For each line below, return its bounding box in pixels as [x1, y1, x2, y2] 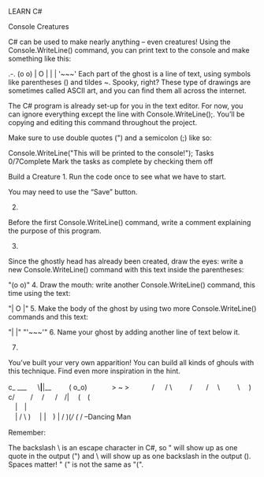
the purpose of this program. [8, 226, 102, 235]
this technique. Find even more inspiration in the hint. [8, 366, 181, 375]
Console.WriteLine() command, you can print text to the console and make [8, 46, 250, 54]
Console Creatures [8, 22, 69, 31]
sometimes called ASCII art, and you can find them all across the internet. [8, 86, 247, 95]
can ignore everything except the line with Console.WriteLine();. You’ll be [8, 109, 245, 119]
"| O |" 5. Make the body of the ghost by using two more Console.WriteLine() [8, 304, 257, 313]
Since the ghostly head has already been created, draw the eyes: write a [8, 257, 244, 266]
